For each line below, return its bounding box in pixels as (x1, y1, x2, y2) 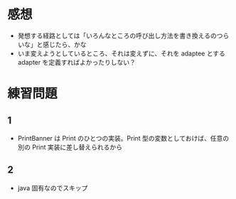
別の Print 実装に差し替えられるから (17, 143, 123, 151)
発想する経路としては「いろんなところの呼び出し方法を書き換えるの (17, 31, 217, 40)
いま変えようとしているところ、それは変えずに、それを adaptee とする (17, 49, 226, 58)
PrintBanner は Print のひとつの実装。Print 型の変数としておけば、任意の (17, 134, 230, 142)
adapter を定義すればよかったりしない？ (17, 58, 136, 66)
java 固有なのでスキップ (17, 183, 88, 192)
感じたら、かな (42, 40, 87, 48)
